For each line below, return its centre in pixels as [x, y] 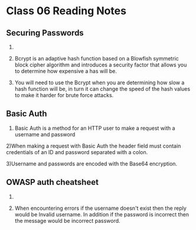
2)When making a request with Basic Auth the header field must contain [94, 146]
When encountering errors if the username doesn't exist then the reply [101, 208]
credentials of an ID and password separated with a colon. [77, 152]
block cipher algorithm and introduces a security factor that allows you [101, 65]
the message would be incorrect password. [67, 221]
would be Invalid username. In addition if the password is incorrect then [102, 214]
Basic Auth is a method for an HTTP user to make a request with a [95, 128]
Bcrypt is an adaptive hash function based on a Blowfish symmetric [97, 58]
